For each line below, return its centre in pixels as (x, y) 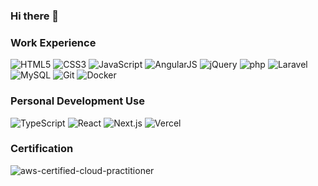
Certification (42, 149)
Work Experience (53, 42)
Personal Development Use (77, 101)
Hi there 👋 (35, 16)
